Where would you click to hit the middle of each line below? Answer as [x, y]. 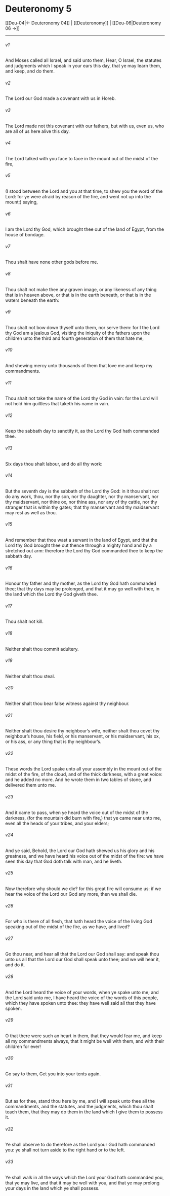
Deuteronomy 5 [38, 9]
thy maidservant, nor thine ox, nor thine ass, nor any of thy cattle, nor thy [81, 502]
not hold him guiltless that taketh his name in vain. [57, 404]
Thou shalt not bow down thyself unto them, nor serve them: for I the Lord [82, 327]
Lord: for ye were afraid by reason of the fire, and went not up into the [78, 196]
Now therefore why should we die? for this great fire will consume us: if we [83, 889]
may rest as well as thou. [31, 512]
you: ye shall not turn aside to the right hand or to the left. [65, 1150]
